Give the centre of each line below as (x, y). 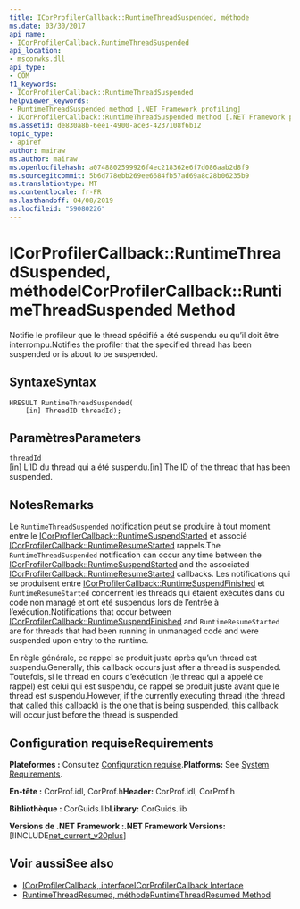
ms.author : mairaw (43, 159)
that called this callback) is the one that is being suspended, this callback (144, 705)
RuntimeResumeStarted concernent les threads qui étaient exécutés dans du (147, 593)
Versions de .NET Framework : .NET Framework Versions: (117, 826)
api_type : (28, 68)
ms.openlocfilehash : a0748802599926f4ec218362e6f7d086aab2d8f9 (129, 167)
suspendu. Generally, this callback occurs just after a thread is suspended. (145, 667)
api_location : (36, 51)
